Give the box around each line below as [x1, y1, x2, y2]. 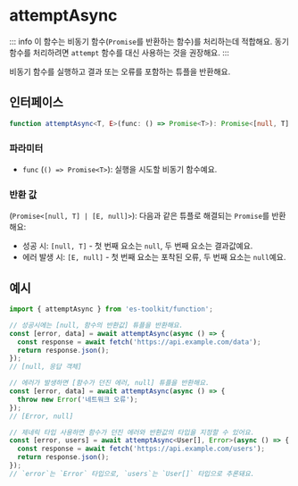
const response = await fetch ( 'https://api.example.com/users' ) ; [17, 444, 266, 454]
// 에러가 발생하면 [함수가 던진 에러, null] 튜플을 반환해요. [9, 379, 210, 388]
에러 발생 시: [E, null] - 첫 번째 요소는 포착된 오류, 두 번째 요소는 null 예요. [21, 252, 286, 263]
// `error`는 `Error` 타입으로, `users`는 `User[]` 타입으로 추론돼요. [9, 469, 255, 478]
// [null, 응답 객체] [9, 363, 82, 372]
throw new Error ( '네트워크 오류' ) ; [17, 395, 138, 404]
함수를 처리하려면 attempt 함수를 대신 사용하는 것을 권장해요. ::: [9, 46, 230, 58]
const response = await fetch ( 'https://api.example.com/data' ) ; [17, 337, 261, 347]
